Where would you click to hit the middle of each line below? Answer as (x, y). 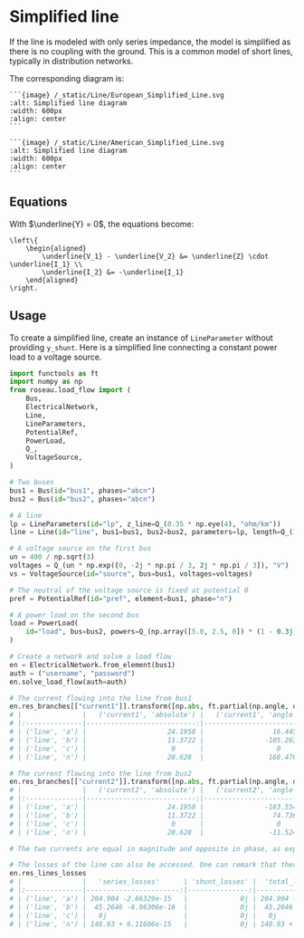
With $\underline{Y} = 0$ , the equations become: (102, 224)
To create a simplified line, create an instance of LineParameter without (141, 338)
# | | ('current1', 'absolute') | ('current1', (137, 715)
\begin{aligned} (57, 248)
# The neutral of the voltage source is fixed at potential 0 (129, 590)
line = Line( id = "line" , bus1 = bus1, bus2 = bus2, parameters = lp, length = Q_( (152, 532)
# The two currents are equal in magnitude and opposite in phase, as (145, 848)
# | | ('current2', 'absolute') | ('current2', (137, 790)
